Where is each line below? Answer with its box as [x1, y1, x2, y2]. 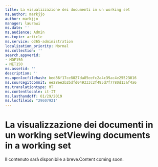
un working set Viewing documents [5, 130, 151, 141]
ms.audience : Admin [5, 30, 45, 35]
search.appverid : [5, 52, 41, 58]
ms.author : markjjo [5, 12, 45, 17]
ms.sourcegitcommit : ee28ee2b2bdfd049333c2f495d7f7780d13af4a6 [5, 80, 137, 85]
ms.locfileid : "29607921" [5, 98, 58, 103]
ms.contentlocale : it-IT [5, 89, 56, 94]
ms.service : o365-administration [5, 39, 73, 44]
